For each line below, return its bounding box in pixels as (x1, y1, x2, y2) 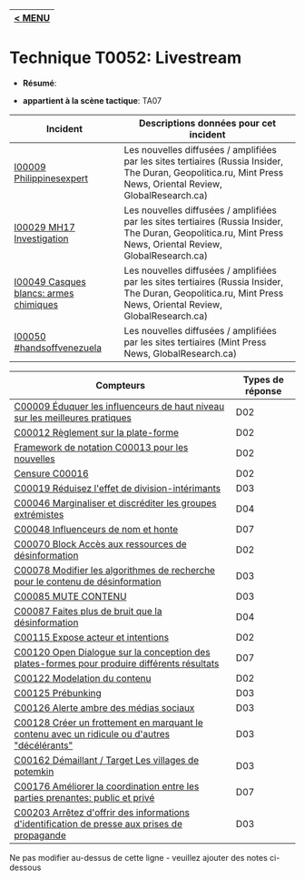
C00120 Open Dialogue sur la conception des (14, 645, 211, 658)
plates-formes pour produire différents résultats (14, 657, 220, 670)
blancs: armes (14, 287, 74, 299)
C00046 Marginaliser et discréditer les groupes (14, 496, 217, 509)
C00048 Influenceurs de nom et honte (14, 522, 179, 535)
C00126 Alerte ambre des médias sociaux (14, 701, 195, 713)
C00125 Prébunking (14, 686, 102, 699)
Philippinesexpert (14, 172, 89, 185)
